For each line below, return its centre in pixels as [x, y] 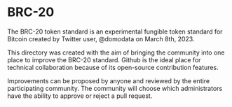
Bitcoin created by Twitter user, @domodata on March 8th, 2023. [101, 38]
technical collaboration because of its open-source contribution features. [113, 67]
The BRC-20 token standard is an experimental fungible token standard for [115, 31]
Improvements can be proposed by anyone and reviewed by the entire [109, 80]
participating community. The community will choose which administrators [115, 88]
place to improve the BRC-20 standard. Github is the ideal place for [104, 59]
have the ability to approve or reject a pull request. [80, 96]
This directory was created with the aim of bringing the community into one [116, 52]
